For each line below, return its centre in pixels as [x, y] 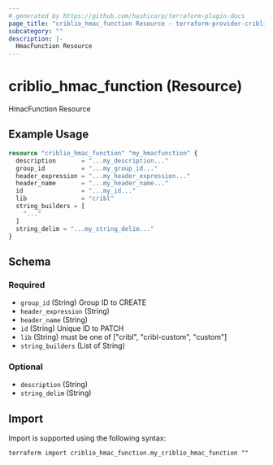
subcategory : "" [36, 31]
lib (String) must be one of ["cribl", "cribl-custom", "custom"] [123, 337]
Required [27, 285]
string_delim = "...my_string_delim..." [85, 228]
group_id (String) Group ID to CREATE [83, 302]
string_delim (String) [56, 393]
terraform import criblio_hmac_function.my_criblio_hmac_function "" [129, 453]
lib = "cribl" [65, 199]
